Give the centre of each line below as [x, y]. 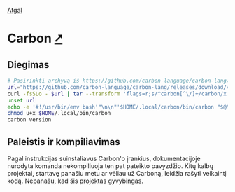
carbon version [29, 120]
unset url [22, 100]
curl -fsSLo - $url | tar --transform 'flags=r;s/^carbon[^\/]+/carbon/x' [119, 94]
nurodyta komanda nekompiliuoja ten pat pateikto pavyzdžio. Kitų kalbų [110, 166]
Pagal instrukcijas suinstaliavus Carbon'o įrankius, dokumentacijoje [104, 158]
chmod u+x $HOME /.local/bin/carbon [59, 114]
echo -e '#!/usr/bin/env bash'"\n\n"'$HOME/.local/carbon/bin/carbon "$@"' [120, 107]
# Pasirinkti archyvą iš [43, 81]
